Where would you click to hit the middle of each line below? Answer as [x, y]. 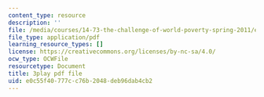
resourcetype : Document [47, 66]
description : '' [35, 23]
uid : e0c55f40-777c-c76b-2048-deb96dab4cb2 [81, 81]
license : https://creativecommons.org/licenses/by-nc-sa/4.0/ [112, 52]
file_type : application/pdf [54, 37]
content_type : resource [47, 15]
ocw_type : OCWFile [38, 59]
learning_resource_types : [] [56, 45]
